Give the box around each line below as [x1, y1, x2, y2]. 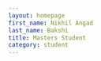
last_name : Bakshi [8, 26, 69, 34]
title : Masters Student [8, 33, 87, 42]
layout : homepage [8, 11, 65, 20]
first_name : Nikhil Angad [8, 19, 93, 27]
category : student [8, 41, 69, 49]
